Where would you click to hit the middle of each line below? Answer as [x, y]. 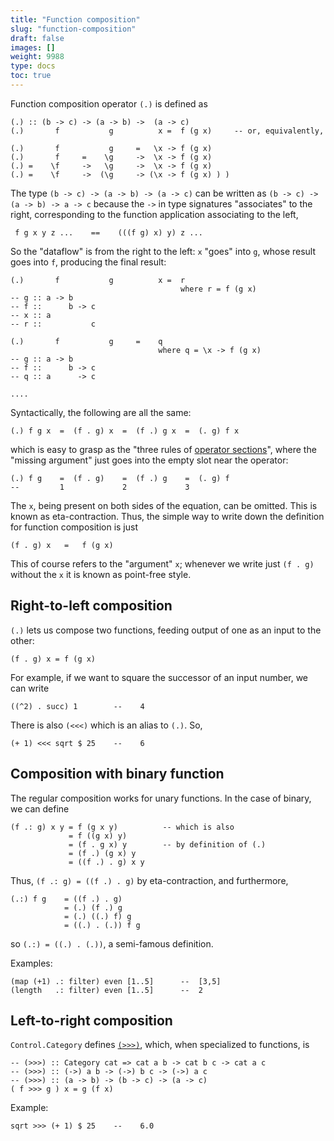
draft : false [37, 38]
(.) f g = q [86, 341]
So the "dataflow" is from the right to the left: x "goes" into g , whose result [163, 251]
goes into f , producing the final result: [88, 262]
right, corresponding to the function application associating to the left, [154, 214]
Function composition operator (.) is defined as [109, 103]
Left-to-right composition [91, 1020]
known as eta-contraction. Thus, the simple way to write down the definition [167, 516]
